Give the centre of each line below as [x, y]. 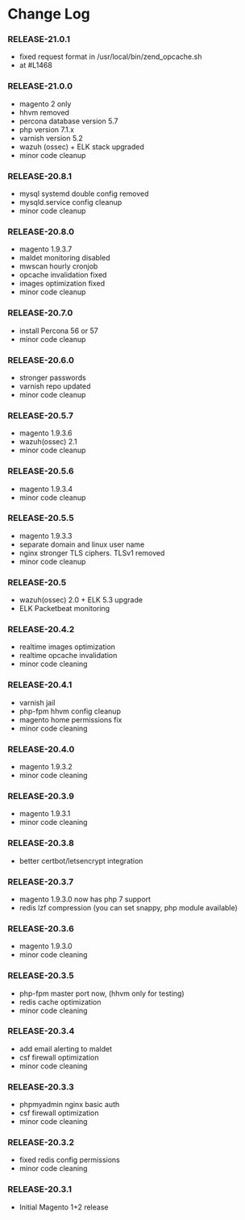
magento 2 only [45, 104]
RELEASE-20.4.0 [41, 749]
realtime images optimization [67, 647]
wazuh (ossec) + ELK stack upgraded [81, 147]
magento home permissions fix [71, 719]
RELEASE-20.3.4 [41, 1031]
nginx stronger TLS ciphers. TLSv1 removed [92, 552]
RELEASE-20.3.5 [41, 976]
